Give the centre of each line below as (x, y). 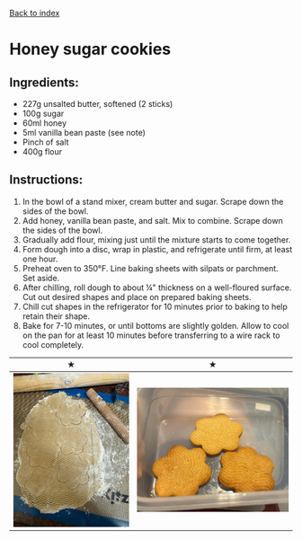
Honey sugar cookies (90, 49)
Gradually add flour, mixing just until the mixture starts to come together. (156, 239)
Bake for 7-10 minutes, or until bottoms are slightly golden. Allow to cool (155, 325)
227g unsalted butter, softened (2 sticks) (98, 104)
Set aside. (41, 278)
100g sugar (43, 113)
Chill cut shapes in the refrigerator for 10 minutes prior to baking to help (155, 306)
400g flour (42, 151)
